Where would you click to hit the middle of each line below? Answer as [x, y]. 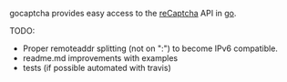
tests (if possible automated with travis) [97, 68]
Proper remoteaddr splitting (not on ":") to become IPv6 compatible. [150, 48]
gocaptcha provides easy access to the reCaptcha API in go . [123, 13]
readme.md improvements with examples [100, 58]
